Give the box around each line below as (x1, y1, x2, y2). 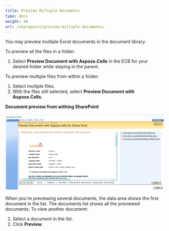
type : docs (5, 13, 28, 19)
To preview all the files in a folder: (5, 49, 76, 55)
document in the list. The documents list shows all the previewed (5, 200, 140, 207)
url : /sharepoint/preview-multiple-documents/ (5, 24, 105, 29)
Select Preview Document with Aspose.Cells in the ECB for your (12, 58, 148, 64)
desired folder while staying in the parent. (12, 64, 99, 70)
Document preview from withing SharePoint (5, 104, 99, 110)
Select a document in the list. (12, 215, 73, 222)
